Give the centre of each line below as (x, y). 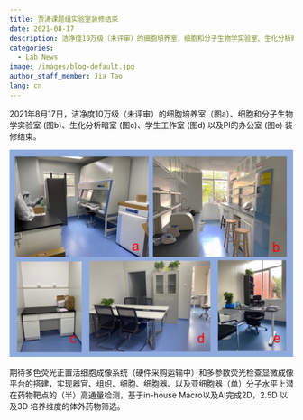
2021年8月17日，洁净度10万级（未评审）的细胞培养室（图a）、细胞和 (136, 114)
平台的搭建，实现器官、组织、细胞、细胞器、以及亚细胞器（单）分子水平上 (147, 383)
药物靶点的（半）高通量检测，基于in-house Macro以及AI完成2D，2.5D (147, 395)
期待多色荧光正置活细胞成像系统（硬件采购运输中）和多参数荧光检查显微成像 (151, 372)
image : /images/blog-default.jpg (72, 67)
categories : (32, 48)
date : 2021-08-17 (42, 28)
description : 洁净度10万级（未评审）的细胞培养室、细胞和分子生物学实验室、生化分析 (150, 38)
